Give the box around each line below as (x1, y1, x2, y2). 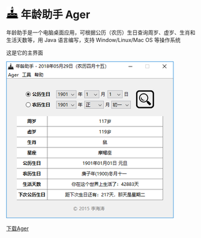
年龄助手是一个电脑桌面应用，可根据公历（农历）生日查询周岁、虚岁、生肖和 (6, 29, 196, 36)
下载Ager (6, 225, 29, 232)
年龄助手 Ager (20, 8, 91, 22)
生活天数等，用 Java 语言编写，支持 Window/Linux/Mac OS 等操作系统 (6, 36, 181, 43)
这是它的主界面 (6, 49, 43, 56)
